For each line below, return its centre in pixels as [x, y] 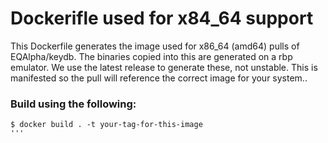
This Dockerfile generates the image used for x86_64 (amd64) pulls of [155, 46]
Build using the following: [73, 104]
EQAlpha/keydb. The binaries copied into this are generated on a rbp [151, 56]
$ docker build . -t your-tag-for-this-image [106, 125]
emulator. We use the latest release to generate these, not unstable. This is [164, 67]
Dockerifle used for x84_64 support [162, 18]
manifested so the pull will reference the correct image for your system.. [159, 78]
